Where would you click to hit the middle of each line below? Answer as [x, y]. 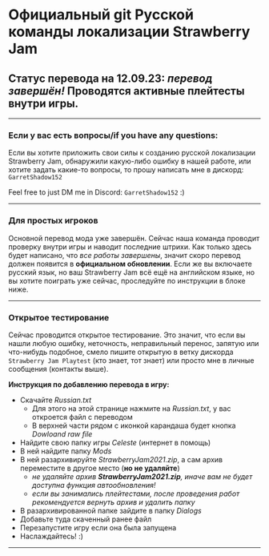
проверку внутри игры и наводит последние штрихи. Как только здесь [130, 247]
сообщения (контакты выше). [58, 369]
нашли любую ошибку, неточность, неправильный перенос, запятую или [134, 343]
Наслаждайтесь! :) [52, 536]
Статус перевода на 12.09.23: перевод [110, 78]
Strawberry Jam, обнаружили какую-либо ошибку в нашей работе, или [130, 161]
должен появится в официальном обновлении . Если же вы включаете [130, 264]
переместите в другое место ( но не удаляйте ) [100, 468]
